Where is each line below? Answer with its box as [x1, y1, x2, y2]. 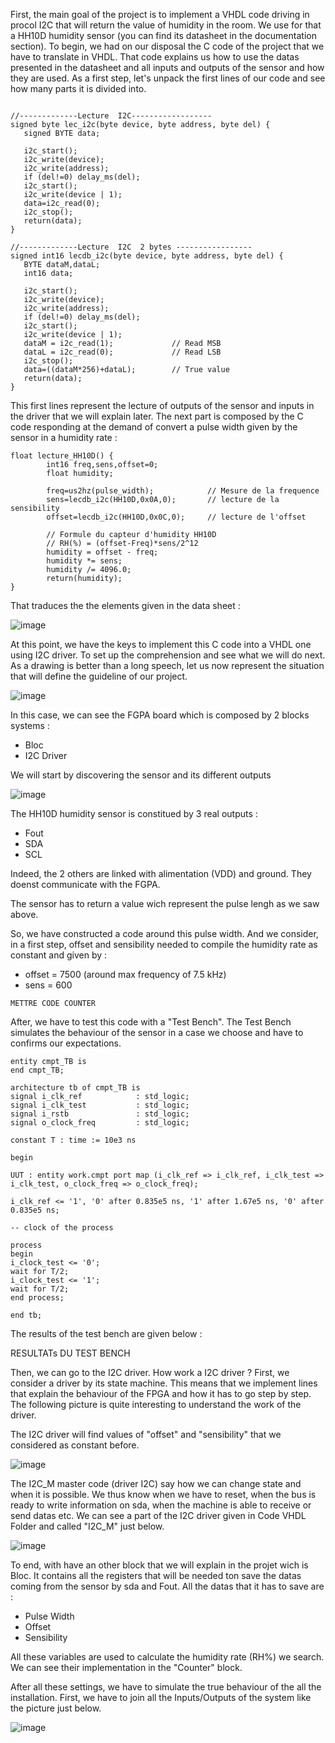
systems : [10, 720, 50, 731]
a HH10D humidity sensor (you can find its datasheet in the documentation [10, 30, 317, 41]
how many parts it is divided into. [10, 83, 147, 94]
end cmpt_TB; [10, 1065, 65, 1075]
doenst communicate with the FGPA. [10, 879, 161, 890]
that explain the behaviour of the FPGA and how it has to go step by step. [10, 1388, 312, 1399]
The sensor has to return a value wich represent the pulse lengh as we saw [10, 898, 320, 909]
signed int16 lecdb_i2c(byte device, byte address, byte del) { [10, 251, 284, 261]
